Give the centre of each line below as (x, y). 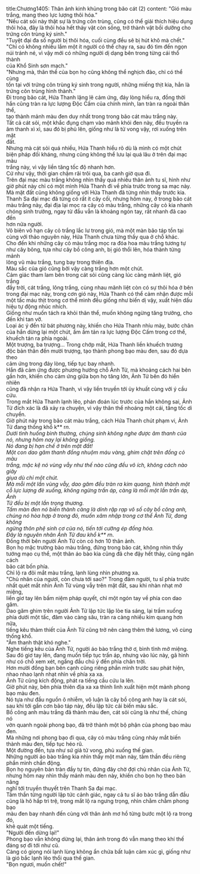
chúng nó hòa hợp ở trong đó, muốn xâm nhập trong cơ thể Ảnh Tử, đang (97, 516)
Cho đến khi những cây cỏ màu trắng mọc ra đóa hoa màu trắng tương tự (96, 243)
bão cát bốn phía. (28, 566)
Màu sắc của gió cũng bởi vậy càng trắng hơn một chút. (75, 268)
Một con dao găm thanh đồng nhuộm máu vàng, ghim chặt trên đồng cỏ (96, 452)
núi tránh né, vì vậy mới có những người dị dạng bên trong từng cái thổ (93, 53)
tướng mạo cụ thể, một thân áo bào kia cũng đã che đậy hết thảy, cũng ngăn (100, 554)
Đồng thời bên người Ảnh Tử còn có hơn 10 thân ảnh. (71, 541)
